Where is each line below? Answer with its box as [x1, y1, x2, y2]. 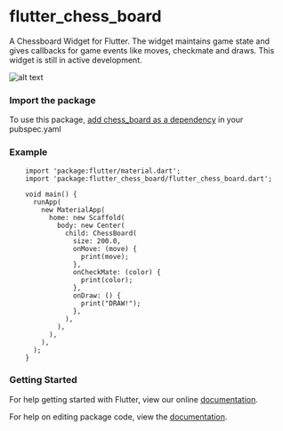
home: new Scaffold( [48, 213, 125, 222]
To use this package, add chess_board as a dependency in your [9, 114, 244, 126]
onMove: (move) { [72, 244, 138, 253]
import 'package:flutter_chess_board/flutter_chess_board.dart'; [25, 174, 273, 183]
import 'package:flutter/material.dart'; [25, 167, 181, 175]
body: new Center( [56, 221, 125, 230]
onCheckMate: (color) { [72, 267, 162, 277]
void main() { [25, 190, 77, 199]
